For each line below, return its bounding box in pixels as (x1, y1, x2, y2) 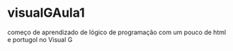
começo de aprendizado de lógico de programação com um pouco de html (7, 28, 227, 36)
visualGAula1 (7, 5, 85, 21)
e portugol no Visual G (7, 35, 73, 43)
